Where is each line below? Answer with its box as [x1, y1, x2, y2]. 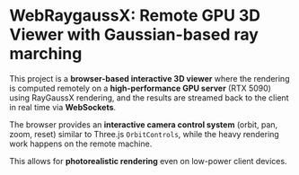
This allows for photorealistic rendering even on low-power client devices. [9, 155, 287, 166]
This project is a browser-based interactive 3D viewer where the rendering [9, 73, 290, 83]
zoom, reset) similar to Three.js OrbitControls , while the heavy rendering [9, 128, 280, 139]
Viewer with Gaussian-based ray [9, 24, 259, 45]
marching [9, 44, 83, 64]
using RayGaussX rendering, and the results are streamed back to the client [9, 92, 289, 103]
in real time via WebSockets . [9, 101, 117, 112]
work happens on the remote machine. [9, 138, 153, 149]
